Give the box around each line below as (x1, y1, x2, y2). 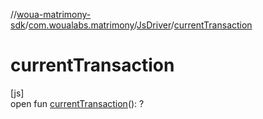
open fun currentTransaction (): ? (10, 97, 145, 109)
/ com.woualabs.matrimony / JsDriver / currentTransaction (24, 19, 253, 31)
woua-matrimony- (16, 9, 92, 20)
